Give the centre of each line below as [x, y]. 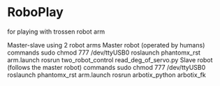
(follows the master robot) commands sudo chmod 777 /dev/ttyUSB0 [107, 67]
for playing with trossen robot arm [56, 31]
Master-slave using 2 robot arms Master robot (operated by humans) [106, 45]
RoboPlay [36, 12]
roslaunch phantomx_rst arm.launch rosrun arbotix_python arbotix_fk [107, 75]
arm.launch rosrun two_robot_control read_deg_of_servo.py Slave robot [110, 59]
